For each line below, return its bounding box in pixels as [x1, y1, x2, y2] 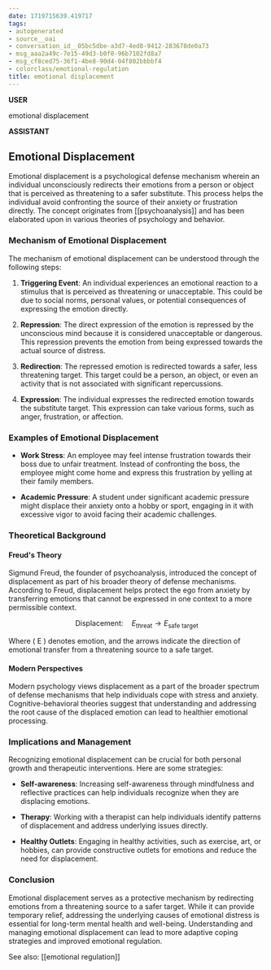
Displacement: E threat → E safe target [75, 618, 199, 630]
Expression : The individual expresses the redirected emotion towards [20, 394, 255, 404]
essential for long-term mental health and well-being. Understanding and [8, 919, 254, 928]
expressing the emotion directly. [20, 304, 129, 313]
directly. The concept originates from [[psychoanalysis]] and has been [8, 206, 245, 216]
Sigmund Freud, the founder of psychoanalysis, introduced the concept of [8, 568, 257, 578]
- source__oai [8, 34, 57, 43]
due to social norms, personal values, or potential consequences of [20, 295, 247, 305]
